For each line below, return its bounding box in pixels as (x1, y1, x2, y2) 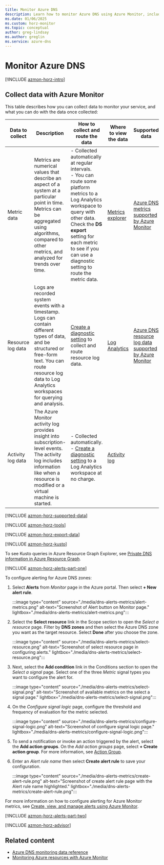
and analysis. (34, 400, 64, 407)
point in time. (34, 199, 64, 206)
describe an (34, 174, 61, 181)
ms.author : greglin (5, 35, 45, 40)
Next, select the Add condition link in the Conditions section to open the (12, 664, 158, 669)
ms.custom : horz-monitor (5, 21, 56, 26)
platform (70, 184, 90, 191)
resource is (34, 475, 60, 482)
